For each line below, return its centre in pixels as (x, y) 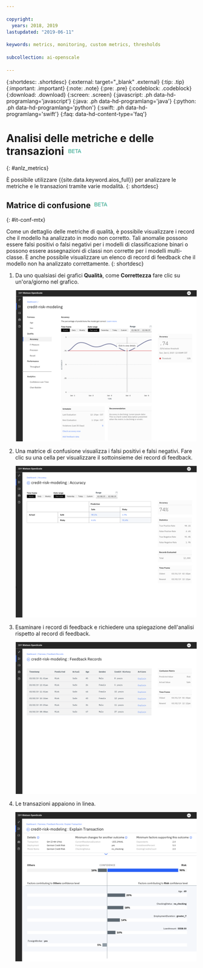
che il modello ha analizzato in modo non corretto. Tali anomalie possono (97, 238)
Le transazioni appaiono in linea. (55, 804)
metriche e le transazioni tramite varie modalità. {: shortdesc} (82, 186)
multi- (175, 251)
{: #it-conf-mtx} (26, 220)
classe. (15, 258)
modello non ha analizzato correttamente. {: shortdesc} (75, 264)
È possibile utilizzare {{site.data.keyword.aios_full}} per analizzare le (91, 180)
